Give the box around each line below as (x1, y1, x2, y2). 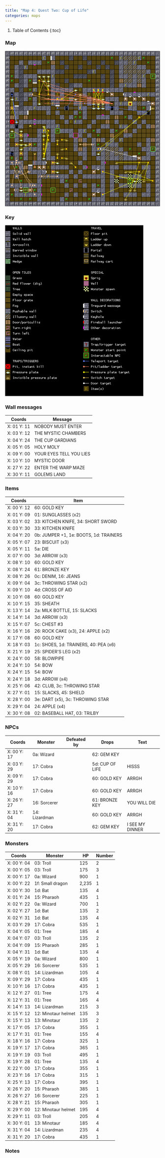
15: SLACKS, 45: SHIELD (34, 690, 85, 696)
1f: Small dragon (34, 880, 68, 886)
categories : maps (5, 13, 41, 18)
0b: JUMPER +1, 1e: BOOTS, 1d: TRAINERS (34, 532, 123, 538)
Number (96, 853, 113, 859)
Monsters (5, 840, 29, 847)
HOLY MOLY (34, 444, 60, 450)
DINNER (127, 826, 143, 832)
